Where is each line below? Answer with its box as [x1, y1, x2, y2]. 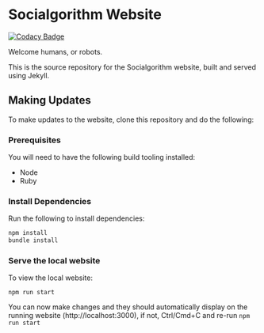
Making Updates [8, 93, 91, 108]
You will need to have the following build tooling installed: [8, 153, 196, 162]
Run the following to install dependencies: [8, 214, 145, 223]
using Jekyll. [8, 70, 50, 80]
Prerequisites [8, 134, 61, 146]
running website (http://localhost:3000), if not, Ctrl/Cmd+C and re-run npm [8, 311, 251, 320]
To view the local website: [8, 273, 94, 282]
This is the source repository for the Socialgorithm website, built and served [8, 62, 256, 72]
